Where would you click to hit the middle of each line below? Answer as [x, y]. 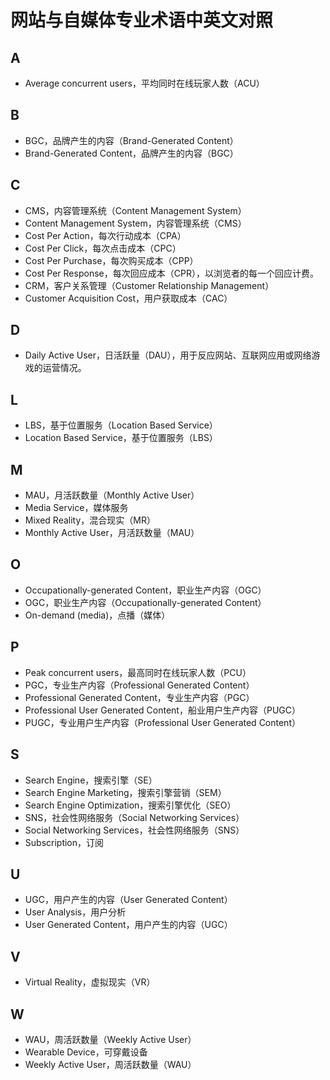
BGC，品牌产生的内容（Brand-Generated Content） [131, 140]
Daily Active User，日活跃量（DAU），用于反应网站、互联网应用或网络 [168, 355]
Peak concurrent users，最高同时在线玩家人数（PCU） [138, 672]
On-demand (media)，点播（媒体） [97, 615]
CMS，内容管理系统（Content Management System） [135, 210]
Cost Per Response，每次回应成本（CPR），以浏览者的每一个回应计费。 [171, 273]
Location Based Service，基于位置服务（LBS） [121, 438]
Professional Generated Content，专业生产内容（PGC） [139, 697]
